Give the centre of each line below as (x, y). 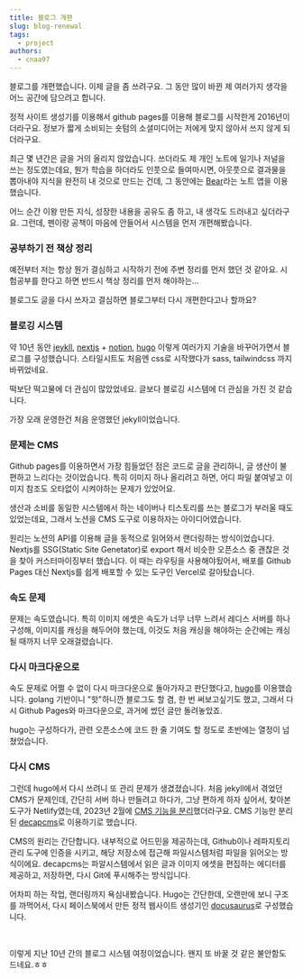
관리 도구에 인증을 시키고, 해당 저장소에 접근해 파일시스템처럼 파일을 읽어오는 (144, 852)
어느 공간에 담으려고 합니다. (58, 97)
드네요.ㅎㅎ (29, 964)
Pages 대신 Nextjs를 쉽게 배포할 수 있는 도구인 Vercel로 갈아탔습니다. (132, 571)
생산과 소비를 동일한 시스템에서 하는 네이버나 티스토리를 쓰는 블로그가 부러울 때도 (151, 507)
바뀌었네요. (29, 370)
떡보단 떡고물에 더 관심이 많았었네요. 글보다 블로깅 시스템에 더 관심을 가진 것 (143, 388)
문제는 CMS (34, 444)
